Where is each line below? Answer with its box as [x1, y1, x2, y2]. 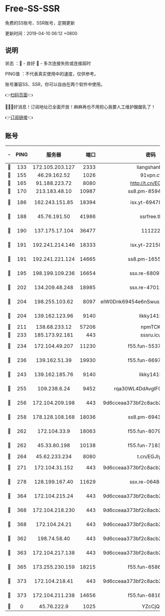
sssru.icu [140, 331, 162, 338]
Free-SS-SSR [5, 3, 60, 14]
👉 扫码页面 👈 [5, 92, 33, 98]
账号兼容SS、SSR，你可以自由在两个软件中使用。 [5, 81, 105, 87]
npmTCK [140, 323, 161, 330]
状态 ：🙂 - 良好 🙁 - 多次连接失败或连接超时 [5, 60, 91, 66]
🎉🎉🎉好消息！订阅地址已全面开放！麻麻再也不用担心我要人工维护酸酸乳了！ [5, 104, 156, 110]
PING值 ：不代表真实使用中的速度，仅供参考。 [5, 71, 99, 77]
